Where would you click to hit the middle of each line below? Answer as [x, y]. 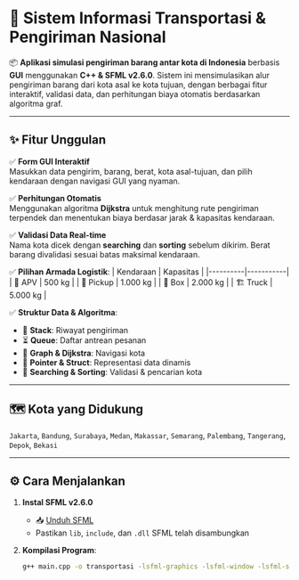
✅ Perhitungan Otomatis [56, 198]
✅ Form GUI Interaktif [50, 161]
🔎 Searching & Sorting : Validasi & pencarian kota [112, 372]
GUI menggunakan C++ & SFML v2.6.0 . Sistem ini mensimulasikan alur [139, 75]
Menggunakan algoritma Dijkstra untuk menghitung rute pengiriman [134, 208]
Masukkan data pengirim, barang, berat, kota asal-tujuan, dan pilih [131, 171]
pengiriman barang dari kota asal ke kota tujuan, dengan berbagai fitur [138, 85]
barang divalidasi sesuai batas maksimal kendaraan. [105, 254]
